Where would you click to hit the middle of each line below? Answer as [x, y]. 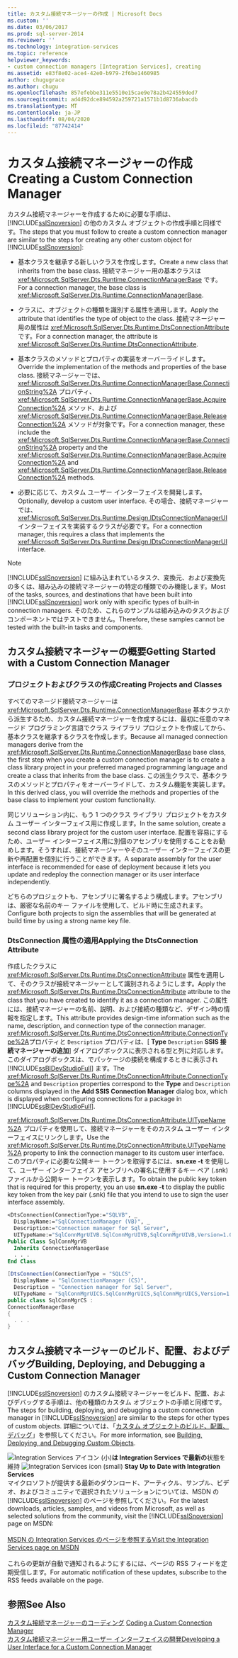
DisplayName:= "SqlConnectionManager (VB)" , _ [82, 1222]
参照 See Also [36, 1605]
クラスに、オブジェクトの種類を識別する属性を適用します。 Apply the [118, 310]
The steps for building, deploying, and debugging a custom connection [111, 1410]
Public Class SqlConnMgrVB [47, 1241]
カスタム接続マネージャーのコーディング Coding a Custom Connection [110, 1623]
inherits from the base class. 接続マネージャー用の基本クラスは [109, 271]
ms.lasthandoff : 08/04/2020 [49, 119]
